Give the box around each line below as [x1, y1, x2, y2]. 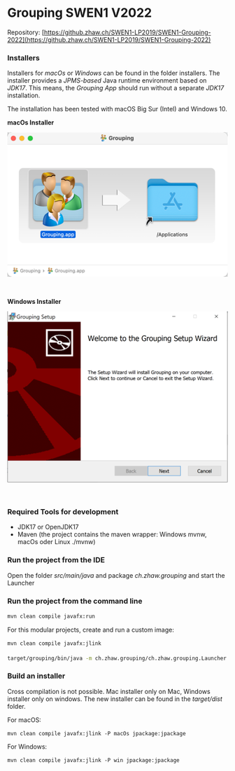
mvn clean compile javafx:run [7, 613, 96, 620]
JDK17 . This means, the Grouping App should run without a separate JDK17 [7, 84, 225, 92]
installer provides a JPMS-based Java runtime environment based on [7, 76, 207, 85]
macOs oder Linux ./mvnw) [17, 538, 96, 546]
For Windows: [7, 742, 48, 751]
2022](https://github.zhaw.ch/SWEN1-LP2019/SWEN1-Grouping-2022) [7, 35, 211, 43]
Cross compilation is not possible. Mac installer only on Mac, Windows [7, 687, 211, 695]
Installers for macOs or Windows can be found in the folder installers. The [7, 69, 220, 78]
